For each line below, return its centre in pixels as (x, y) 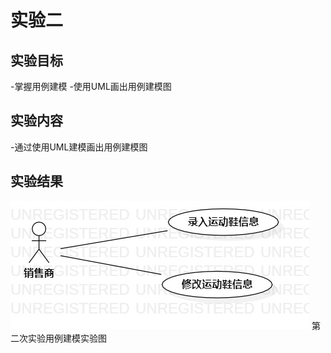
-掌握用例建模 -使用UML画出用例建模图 (91, 86)
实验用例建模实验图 (67, 338)
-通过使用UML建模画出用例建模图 (79, 147)
